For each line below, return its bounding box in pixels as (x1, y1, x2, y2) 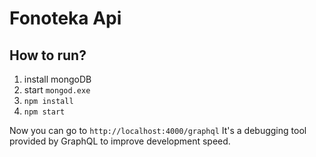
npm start (23, 107, 66, 117)
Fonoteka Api (9, 7, 122, 30)
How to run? (9, 47, 87, 64)
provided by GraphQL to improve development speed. (9, 135, 231, 147)
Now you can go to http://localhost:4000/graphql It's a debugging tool (9, 125, 307, 136)
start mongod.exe (23, 84, 91, 96)
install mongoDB (23, 73, 92, 85)
